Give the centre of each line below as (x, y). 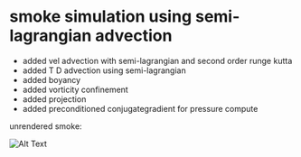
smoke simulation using (101, 17)
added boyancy (52, 79)
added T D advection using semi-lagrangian (104, 70)
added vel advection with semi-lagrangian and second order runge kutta (157, 60)
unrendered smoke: (46, 126)
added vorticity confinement (75, 89)
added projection (54, 99)
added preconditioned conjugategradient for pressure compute (140, 108)
